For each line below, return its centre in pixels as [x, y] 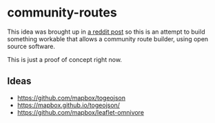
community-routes [62, 13]
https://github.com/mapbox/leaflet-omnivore [81, 112]
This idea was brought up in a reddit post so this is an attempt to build [106, 32]
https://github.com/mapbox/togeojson [71, 98]
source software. [31, 46]
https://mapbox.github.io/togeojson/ [69, 105]
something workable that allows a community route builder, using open [108, 38]
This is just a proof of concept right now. [65, 59]
